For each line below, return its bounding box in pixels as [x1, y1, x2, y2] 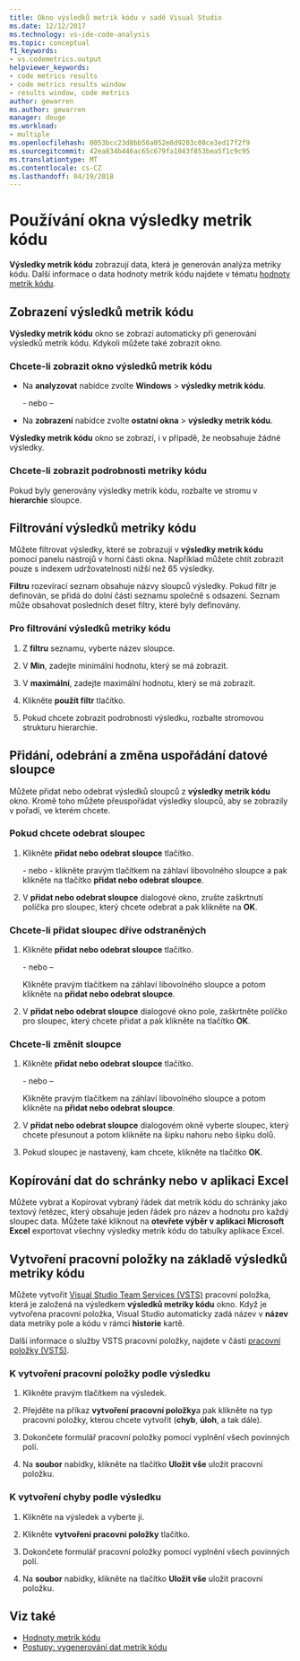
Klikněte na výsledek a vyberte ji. [21, 1511, 145, 1522]
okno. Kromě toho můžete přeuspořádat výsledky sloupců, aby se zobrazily [9, 795, 288, 806]
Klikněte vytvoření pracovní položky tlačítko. [21, 1528, 191, 1540]
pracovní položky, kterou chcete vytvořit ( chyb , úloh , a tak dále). [21, 1415, 262, 1426]
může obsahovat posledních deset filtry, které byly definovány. [9, 600, 242, 611]
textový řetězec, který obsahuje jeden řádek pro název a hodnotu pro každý [9, 1207, 289, 1217]
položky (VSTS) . [9, 1345, 70, 1356]
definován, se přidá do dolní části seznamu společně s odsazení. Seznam [9, 590, 280, 602]
